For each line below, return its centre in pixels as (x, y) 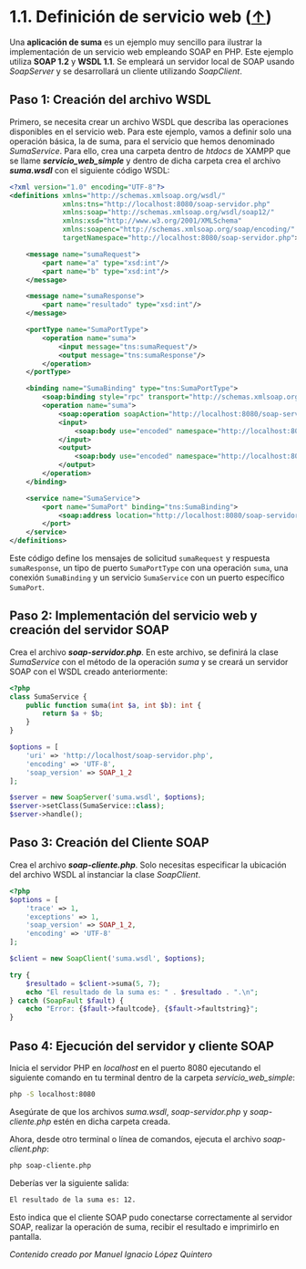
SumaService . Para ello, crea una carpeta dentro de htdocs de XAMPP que (150, 151)
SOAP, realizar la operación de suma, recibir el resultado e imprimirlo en (144, 1227)
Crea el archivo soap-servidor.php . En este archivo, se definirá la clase (144, 652)
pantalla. (26, 1236)
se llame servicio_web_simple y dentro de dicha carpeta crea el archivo (145, 161)
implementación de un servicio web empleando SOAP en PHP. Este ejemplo (152, 51)
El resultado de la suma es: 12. (73, 1200)
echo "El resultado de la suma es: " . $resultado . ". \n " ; (142, 992)
